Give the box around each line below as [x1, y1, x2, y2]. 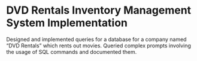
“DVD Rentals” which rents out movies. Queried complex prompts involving [6, 42, 192, 49]
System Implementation [6, 16, 128, 30]
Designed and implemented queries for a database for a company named [6, 36, 187, 43]
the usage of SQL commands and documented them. [6, 48, 137, 55]
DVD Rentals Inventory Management [6, 4, 192, 17]
